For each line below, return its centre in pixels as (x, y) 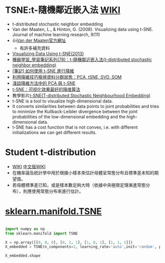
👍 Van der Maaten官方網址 (39, 40)
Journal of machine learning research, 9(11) (56, 34)
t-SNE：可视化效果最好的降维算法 (46, 89)
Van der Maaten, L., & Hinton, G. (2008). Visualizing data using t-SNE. (83, 29)
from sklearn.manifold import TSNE (41, 233)
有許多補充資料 (35, 48)
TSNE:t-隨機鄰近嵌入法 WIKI (63, 10)
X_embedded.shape (23, 256)
